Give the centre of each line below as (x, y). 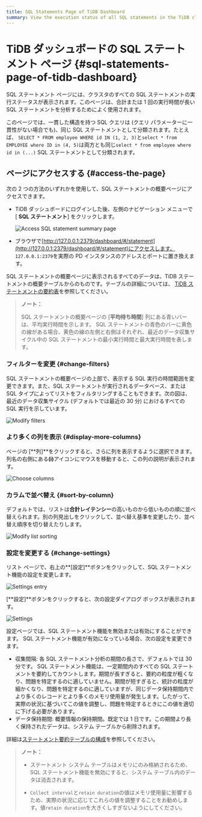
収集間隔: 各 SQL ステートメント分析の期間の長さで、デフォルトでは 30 (103, 659)
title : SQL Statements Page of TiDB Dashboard (66, 12)
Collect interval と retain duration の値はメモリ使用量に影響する (111, 793)
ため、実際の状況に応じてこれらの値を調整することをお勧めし (106, 800)
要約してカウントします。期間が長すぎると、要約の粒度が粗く (112, 674)
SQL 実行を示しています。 (38, 408)
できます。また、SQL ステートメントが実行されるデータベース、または (99, 386)
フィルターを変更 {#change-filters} (58, 364)
